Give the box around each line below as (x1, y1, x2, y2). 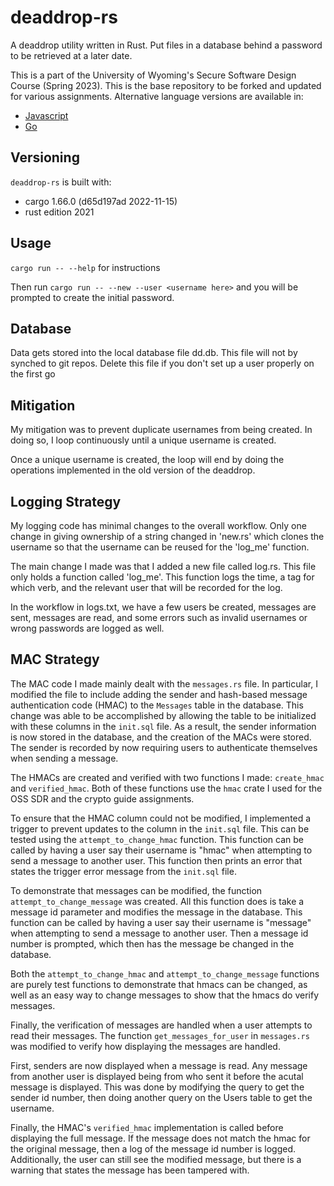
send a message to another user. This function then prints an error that (10, 854, 303, 866)
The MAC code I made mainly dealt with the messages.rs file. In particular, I (10, 677, 318, 690)
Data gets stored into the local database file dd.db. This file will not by (10, 347, 298, 359)
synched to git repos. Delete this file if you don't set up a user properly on (10, 357, 315, 370)
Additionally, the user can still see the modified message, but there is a (10, 1153, 302, 1165)
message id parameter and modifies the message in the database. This (10, 906, 303, 918)
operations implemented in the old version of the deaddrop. (10, 464, 256, 476)
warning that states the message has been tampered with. (10, 1164, 250, 1176)
